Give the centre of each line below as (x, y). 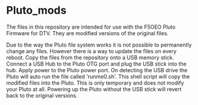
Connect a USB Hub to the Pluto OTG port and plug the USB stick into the (97, 64)
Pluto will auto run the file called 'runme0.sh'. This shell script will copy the (98, 76)
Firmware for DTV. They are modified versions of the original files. (87, 33)
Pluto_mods (36, 10)
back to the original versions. (42, 95)
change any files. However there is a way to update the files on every (92, 51)
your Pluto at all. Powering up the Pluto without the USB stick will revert (94, 89)
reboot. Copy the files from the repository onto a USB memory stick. (90, 57)
